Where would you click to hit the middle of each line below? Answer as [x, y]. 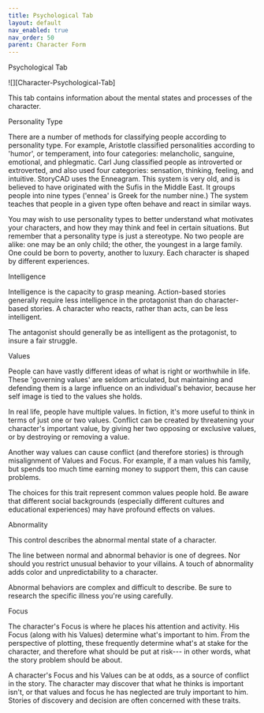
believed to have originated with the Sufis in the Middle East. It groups [122, 187]
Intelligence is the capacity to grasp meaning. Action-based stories [117, 292]
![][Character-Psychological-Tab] [62, 83]
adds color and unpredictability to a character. [83, 572]
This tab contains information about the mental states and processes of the [130, 98]
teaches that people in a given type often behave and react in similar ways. [130, 204]
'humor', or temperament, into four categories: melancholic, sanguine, [121, 154]
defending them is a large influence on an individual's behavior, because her [132, 388]
